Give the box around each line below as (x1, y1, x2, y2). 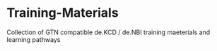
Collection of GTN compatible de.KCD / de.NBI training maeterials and (6, 28, 211, 36)
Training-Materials (6, 5, 119, 21)
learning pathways (6, 35, 61, 43)
